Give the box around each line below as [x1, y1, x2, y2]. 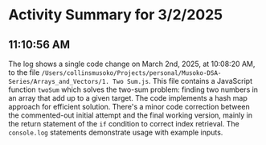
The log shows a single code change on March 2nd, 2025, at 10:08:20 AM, [8, 59, 256, 68]
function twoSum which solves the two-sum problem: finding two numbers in [8, 85, 259, 94]
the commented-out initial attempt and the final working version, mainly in [8, 110, 253, 120]
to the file [8, 68, 40, 77]
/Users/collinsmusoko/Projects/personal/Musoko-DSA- [41, 69, 222, 77]
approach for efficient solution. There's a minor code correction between [8, 102, 251, 111]
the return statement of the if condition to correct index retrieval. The [8, 119, 239, 128]
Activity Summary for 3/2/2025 [8, 6, 223, 24]
